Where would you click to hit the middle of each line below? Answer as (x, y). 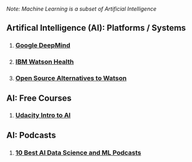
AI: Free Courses (39, 98)
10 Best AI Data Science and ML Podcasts (78, 152)
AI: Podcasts (31, 135)
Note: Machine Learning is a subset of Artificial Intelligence (82, 9)
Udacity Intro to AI (43, 116)
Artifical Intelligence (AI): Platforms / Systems (96, 28)
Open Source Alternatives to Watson (71, 78)
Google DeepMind (43, 45)
